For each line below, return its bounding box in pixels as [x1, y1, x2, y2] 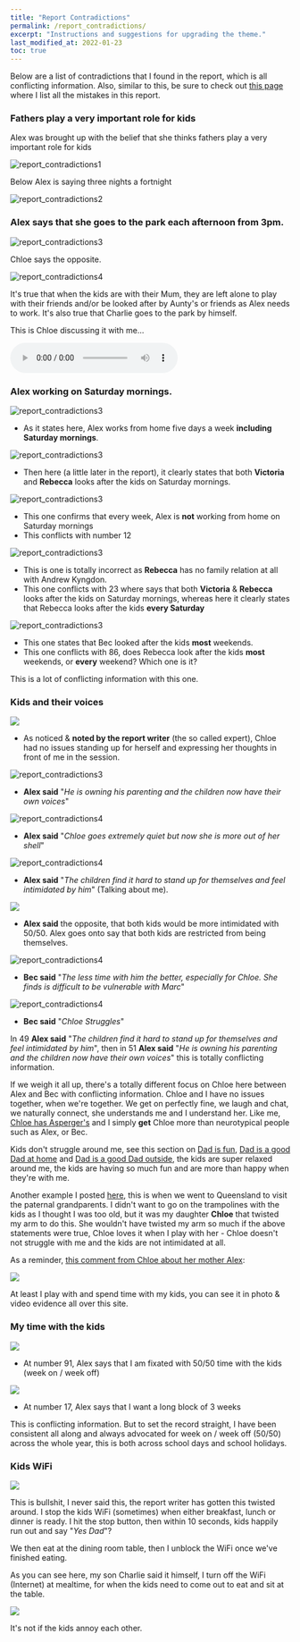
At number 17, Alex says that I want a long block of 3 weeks [22, 1401, 242, 1412]
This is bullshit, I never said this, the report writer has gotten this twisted [10, 1496, 276, 1507]
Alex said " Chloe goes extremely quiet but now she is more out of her [22, 830, 280, 841]
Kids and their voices [10, 695, 104, 708]
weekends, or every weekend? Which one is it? [22, 656, 197, 667]
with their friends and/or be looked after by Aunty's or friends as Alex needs [10, 298, 290, 308]
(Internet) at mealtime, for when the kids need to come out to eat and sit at [10, 1579, 285, 1589]
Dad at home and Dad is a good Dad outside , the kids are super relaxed [10, 1154, 273, 1165]
